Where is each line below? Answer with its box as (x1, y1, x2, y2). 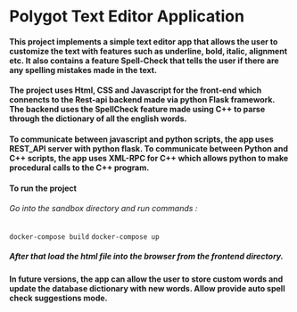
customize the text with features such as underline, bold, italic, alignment (9, 45, 288, 56)
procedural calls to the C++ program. (9, 162, 150, 173)
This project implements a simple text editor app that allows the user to (9, 36, 278, 46)
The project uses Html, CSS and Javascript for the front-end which (9, 85, 262, 95)
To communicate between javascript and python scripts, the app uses (9, 134, 274, 144)
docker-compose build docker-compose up (9, 232, 160, 242)
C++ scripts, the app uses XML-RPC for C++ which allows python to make (9, 152, 289, 163)
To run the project (9, 183, 78, 193)
